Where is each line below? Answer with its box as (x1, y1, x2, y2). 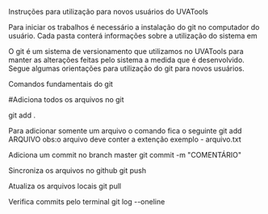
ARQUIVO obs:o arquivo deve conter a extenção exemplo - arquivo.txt (8, 134, 242, 144)
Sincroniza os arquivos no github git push (8, 166, 147, 175)
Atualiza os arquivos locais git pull (8, 181, 122, 191)
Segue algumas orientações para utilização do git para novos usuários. (8, 64, 245, 73)
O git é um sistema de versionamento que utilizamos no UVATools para (8, 47, 244, 56)
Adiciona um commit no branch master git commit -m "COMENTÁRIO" (8, 150, 242, 159)
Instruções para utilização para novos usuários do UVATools (8, 7, 208, 16)
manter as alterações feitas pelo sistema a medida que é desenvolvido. (8, 56, 245, 64)
